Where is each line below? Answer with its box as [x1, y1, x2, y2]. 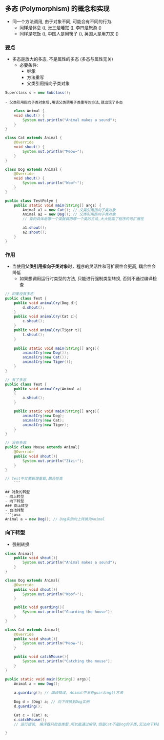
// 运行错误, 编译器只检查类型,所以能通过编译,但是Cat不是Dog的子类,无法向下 [14, 721, 154, 727]
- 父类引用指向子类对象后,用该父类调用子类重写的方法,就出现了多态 [5, 100, 123, 105]
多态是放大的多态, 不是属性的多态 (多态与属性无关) [12, 56, 113, 62]
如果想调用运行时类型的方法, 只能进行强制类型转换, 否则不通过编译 [19, 276, 153, 281]
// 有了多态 [5, 377, 27, 382]
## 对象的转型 [5, 490, 30, 495]
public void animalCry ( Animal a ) [14, 386, 82, 391]
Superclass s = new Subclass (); [5, 90, 71, 95]
